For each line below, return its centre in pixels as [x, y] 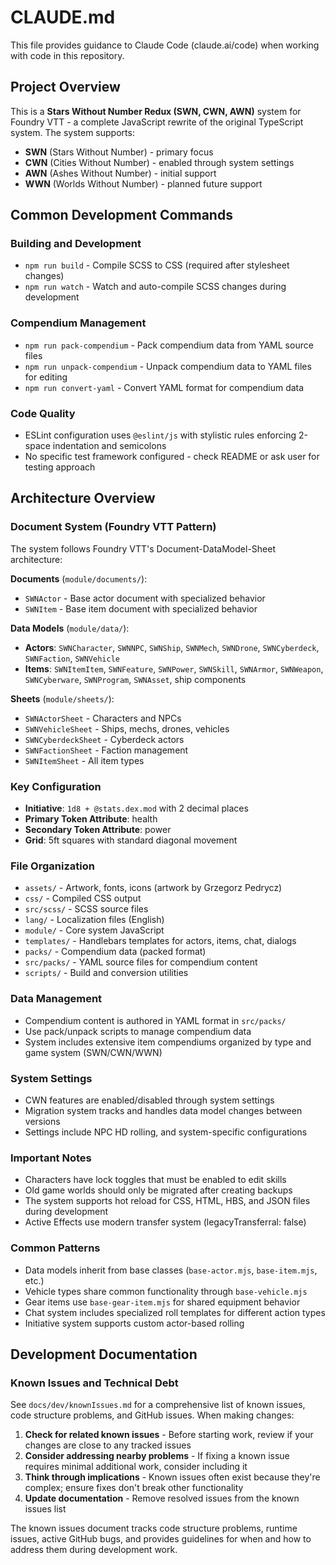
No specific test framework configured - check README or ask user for [172, 457]
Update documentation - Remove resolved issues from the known [162, 1498]
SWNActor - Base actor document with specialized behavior [145, 598]
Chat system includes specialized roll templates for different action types [175, 1312]
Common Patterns [55, 1248]
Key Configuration [56, 786]
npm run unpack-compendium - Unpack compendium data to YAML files [168, 366]
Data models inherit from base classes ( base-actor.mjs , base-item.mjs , [171, 1270]
